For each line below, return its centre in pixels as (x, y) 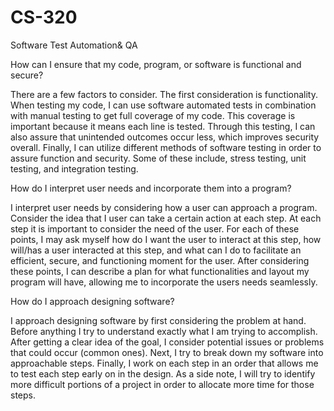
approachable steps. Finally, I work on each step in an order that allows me (164, 363)
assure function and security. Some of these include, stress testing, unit (158, 158)
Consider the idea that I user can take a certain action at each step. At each (166, 218)
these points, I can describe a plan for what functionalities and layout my (160, 271)
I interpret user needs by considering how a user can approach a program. (164, 207)
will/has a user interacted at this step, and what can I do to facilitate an (156, 250)
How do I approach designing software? (92, 301)
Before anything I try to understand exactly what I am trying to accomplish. (164, 331)
